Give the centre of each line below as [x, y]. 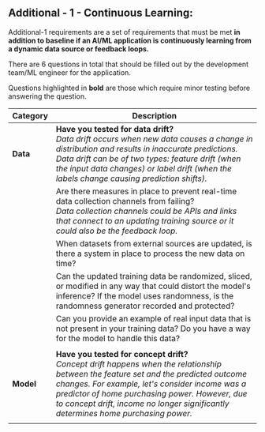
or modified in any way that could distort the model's [153, 286]
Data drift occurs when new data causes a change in [154, 139]
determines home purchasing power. [124, 413]
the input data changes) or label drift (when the [144, 168]
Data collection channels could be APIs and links [146, 211]
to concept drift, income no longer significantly [142, 404]
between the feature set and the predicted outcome [151, 374]
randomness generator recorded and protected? [145, 306]
